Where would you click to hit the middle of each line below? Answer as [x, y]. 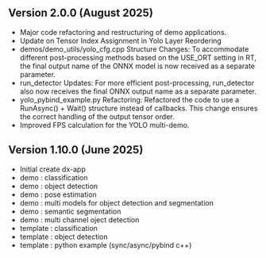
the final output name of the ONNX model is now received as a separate [137, 66]
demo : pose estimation [58, 194]
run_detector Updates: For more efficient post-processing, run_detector [137, 83]
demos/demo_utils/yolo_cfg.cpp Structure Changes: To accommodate [134, 49]
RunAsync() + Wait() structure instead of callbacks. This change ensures [139, 108]
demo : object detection [59, 186]
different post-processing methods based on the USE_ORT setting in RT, [138, 57]
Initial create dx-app [52, 169]
